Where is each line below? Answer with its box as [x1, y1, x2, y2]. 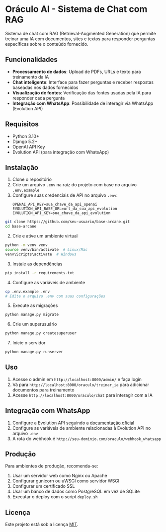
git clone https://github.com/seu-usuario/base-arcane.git [5, 220, 130, 225]
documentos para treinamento [12, 386, 75, 393]
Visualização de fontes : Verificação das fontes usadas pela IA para [12, 89, 152, 95]
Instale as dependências [12, 261, 63, 267]
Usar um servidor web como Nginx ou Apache [12, 473, 108, 479]
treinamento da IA [12, 74, 49, 80]
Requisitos [5, 120, 39, 129]
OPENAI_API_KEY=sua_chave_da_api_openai [12, 202, 97, 207]
